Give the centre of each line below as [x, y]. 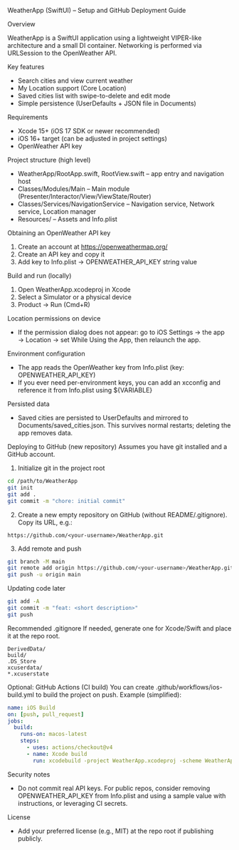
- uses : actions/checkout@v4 [69, 747]
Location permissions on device [54, 318]
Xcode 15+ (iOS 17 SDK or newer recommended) [89, 131]
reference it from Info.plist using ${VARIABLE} [85, 390]
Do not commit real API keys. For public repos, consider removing [114, 788]
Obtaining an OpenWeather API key [59, 233]
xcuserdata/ [25, 668]
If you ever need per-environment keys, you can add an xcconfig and [119, 383]
